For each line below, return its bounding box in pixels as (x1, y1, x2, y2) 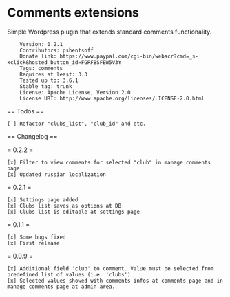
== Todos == (7, 107, 45, 115)
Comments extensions (7, 5, 139, 21)
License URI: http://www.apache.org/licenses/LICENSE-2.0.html (19, 95, 205, 102)
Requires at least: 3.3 (19, 71, 88, 78)
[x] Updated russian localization (7, 170, 107, 178)
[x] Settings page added (7, 196, 79, 203)
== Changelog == (7, 132, 58, 140)
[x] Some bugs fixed (7, 234, 67, 241)
